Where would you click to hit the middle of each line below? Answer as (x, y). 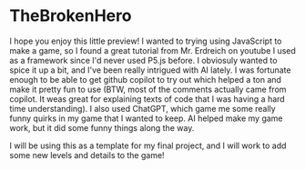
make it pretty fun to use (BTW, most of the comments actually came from (148, 89)
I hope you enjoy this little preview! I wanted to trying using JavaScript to (146, 41)
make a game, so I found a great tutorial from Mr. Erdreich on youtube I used (152, 50)
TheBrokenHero (71, 16)
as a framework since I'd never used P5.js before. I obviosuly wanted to (143, 60)
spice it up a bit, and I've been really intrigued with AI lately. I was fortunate (150, 70)
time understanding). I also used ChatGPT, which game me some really (142, 108)
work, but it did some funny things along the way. (102, 127)
